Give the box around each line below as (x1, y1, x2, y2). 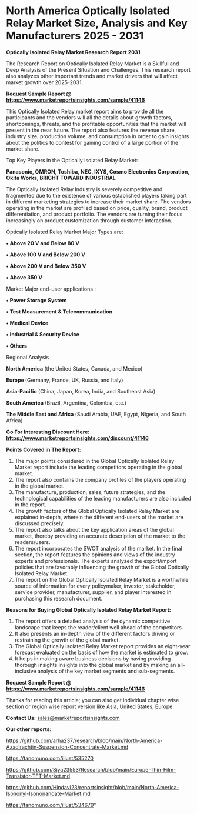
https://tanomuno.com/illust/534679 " (6, 801, 96, 808)
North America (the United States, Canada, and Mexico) (6, 365, 143, 372)
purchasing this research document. (14, 595, 103, 602)
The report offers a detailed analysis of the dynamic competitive (14, 618, 171, 625)
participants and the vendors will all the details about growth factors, (6, 114, 172, 121)
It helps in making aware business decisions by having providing (14, 655, 171, 662)
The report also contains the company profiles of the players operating (14, 476, 186, 483)
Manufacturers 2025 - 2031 (6, 29, 144, 42)
